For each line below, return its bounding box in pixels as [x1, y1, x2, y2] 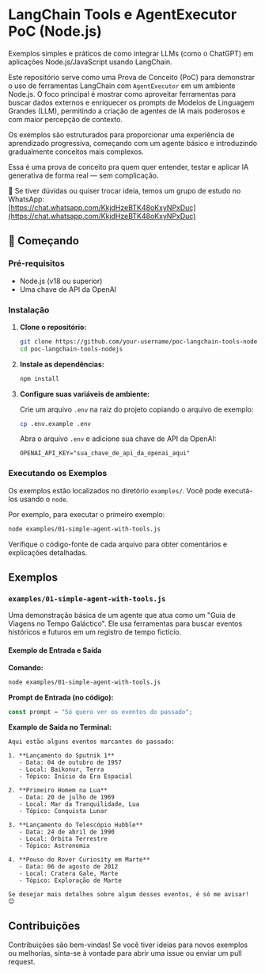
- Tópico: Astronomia [18, 842, 90, 850]
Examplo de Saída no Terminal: [8, 723, 112, 732]
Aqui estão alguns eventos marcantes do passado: [8, 738, 176, 746]
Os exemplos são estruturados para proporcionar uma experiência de [8, 129, 235, 140]
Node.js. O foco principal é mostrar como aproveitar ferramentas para [8, 89, 236, 98]
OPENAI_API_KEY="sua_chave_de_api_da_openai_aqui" [19, 450, 191, 458]
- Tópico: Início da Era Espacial [18, 773, 133, 780]
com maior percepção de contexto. [8, 114, 123, 124]
